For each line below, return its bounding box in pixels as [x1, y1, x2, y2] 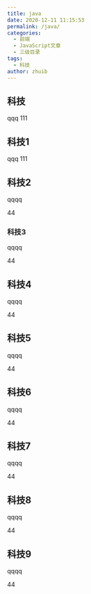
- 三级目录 [13, 49, 41, 56]
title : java [7, 10, 41, 17]
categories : [7, 29, 41, 37]
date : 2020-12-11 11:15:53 [7, 17, 85, 24]
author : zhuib [7, 68, 48, 75]
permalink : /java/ [7, 23, 60, 30]
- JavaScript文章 [13, 42, 61, 49]
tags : [7, 55, 23, 62]
